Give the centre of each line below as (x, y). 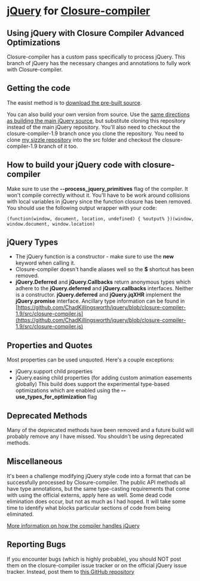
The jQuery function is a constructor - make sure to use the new (95, 257)
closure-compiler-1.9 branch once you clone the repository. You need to (96, 133)
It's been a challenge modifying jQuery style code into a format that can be (99, 476)
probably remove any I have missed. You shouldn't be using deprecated (95, 436)
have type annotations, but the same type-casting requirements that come (98, 488)
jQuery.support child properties (54, 372)
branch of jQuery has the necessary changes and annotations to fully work (99, 63)
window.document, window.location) (51, 224)
